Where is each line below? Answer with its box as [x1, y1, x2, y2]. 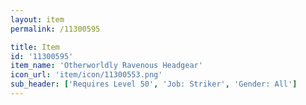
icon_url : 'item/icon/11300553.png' [10, 70, 163, 80]
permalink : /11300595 [10, 24, 101, 34]
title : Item [10, 42, 60, 52]
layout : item [10, 14, 65, 25]
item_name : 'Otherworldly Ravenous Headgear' [10, 61, 203, 71]
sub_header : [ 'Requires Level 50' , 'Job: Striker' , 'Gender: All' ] [10, 79, 298, 90]
